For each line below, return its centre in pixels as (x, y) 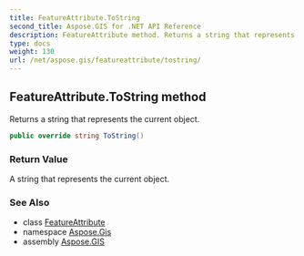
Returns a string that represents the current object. (105, 118)
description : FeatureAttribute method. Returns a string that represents (152, 35)
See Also (30, 202)
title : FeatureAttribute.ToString (75, 18)
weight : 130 (32, 52)
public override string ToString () (77, 136)
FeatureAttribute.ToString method (108, 97)
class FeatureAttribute (64, 222)
